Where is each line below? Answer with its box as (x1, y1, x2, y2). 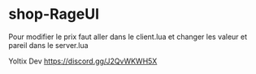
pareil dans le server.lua (8, 40, 89, 50)
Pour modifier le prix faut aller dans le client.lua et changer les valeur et (8, 32, 248, 41)
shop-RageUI (8, 5, 100, 24)
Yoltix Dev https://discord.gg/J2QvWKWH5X (8, 56, 158, 66)
